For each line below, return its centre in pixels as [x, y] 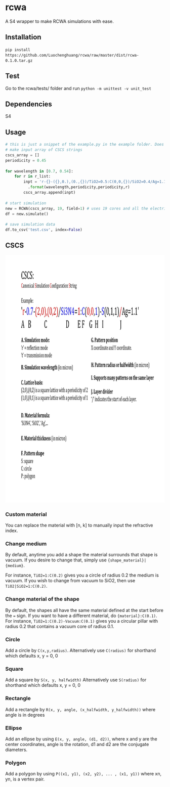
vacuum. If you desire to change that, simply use [56, 560]
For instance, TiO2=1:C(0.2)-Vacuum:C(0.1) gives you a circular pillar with [82, 621]
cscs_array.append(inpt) [50, 193]
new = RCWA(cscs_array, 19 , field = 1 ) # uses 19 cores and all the [77, 208]
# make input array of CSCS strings [44, 150]
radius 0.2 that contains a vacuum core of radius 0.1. [60, 626]
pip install [18, 50]
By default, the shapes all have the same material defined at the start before [84, 610]
